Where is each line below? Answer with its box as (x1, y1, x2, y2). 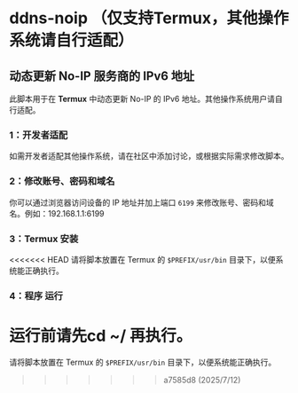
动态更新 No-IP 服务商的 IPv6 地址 (9, 68, 195, 83)
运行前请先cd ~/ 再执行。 (9, 326, 192, 346)
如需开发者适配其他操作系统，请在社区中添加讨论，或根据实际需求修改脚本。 (9, 151, 289, 161)
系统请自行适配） (9, 30, 135, 51)
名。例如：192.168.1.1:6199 (9, 208, 105, 218)
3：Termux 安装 (9, 232, 79, 245)
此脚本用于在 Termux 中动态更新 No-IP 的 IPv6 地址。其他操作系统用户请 (9, 94, 275, 104)
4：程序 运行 (9, 289, 64, 302)
